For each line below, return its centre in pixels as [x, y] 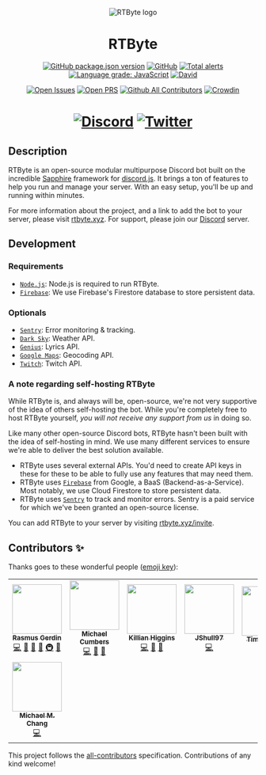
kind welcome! [32, 764]
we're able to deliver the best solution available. [86, 450]
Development [42, 244]
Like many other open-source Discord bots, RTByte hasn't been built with [128, 433]
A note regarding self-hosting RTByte [82, 384]
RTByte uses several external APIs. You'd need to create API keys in [130, 465]
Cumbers [94, 642]
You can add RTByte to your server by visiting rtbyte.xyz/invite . [111, 523]
